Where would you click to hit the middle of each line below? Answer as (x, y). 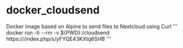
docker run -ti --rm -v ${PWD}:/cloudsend (58, 32)
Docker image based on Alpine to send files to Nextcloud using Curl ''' (92, 26)
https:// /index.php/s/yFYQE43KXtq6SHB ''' (59, 39)
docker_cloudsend (53, 10)
